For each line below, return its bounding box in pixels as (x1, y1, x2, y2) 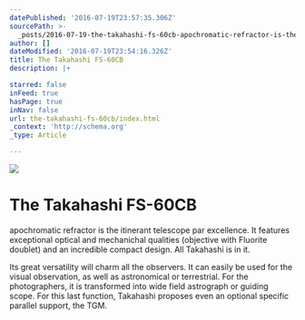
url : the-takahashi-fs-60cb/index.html (9, 114, 161, 123)
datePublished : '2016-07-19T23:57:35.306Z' (9, 13, 177, 23)
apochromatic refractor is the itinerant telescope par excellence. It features (9, 224, 290, 236)
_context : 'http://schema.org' (9, 122, 128, 131)
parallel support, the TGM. (9, 300, 107, 311)
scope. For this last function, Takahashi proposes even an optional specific (9, 290, 290, 301)
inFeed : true (9, 88, 59, 98)
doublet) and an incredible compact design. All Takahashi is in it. (9, 244, 251, 255)
